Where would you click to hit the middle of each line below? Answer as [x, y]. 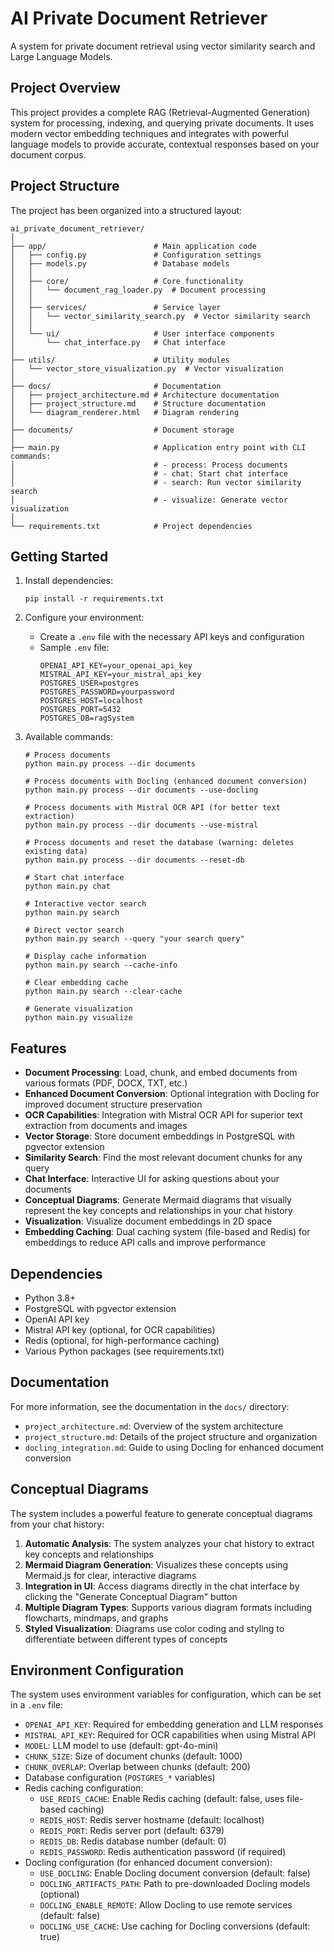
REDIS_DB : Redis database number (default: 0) [133, 1841]
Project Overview [65, 88]
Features [38, 1048]
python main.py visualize [78, 1018]
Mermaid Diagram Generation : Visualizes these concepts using [156, 1564]
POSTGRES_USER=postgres [89, 683]
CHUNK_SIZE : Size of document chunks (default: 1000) [133, 1756]
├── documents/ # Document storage [122, 430]
